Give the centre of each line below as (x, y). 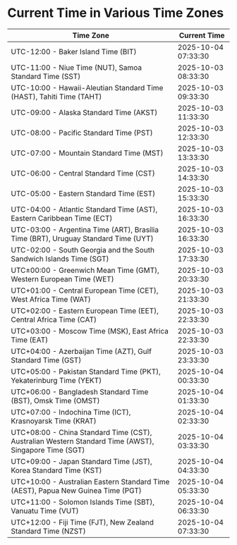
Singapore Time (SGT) (48, 450)
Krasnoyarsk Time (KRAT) (54, 421)
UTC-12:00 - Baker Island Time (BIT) (74, 51)
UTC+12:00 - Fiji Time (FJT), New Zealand (82, 522)
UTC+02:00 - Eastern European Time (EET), (85, 310)
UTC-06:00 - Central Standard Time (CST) (83, 173)
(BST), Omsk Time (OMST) (55, 400)
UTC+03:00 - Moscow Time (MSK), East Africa (90, 331)
